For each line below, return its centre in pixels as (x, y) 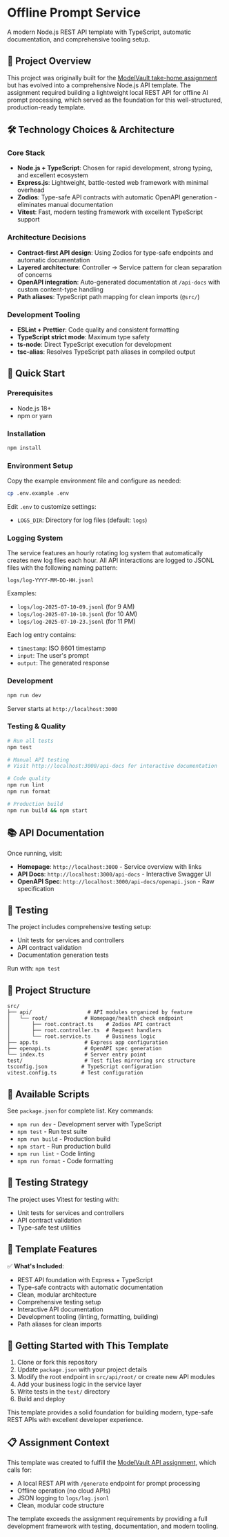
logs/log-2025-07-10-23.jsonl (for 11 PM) (76, 622)
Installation (27, 433)
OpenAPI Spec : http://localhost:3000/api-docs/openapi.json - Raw (116, 881)
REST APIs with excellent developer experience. (75, 1420)
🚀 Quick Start (36, 374)
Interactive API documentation (60, 1309)
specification (36, 888)
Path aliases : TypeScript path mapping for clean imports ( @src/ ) (108, 296)
